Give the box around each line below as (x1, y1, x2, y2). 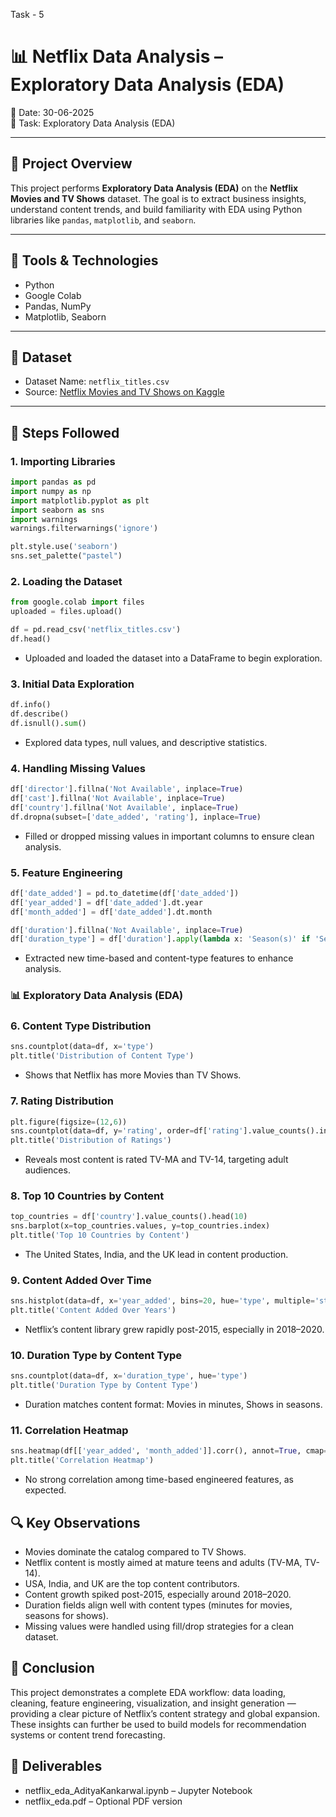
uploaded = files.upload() (10, 607, 123, 617)
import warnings (10, 514, 78, 524)
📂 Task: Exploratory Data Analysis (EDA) (10, 117, 176, 129)
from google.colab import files (10, 597, 145, 608)
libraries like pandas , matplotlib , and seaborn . (10, 214, 197, 226)
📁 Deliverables (10, 1758, 103, 1775)
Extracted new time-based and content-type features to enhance (24, 952, 294, 964)
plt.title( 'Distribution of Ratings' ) (10, 1135, 172, 1146)
